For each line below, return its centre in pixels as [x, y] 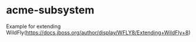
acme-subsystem [50, 10]
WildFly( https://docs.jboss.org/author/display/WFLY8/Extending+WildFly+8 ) [98, 32]
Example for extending [34, 26]
